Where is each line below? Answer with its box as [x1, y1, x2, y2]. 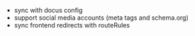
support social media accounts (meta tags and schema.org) [13, 13, 189, 22]
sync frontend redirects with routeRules [13, 21, 130, 29]
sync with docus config [13, 6, 83, 14]
